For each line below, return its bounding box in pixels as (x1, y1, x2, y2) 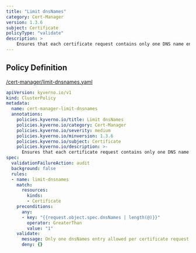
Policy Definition (6, 63, 68, 73)
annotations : (11, 112, 43, 117)
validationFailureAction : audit (11, 160, 90, 167)
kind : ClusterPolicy (6, 95, 57, 101)
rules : (11, 171, 27, 177)
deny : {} (21, 242, 43, 248)
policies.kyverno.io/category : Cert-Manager (16, 122, 127, 128)
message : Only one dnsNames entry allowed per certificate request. (21, 236, 192, 242)
